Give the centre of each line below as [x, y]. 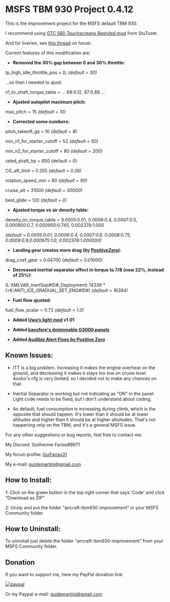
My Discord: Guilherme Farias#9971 [43, 444]
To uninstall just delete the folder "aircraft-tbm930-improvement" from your [84, 541]
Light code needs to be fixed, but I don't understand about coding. [82, 399]
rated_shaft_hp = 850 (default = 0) [41, 161]
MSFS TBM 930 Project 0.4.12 [69, 9]
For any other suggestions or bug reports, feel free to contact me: [74, 435]
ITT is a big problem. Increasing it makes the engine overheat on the [84, 367]
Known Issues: [29, 355]
